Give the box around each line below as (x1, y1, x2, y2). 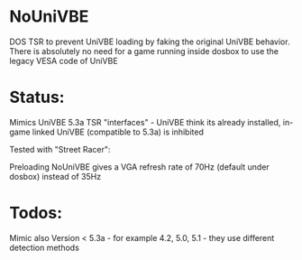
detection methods (9, 242, 79, 253)
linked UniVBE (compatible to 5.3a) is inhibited (32, 126, 205, 137)
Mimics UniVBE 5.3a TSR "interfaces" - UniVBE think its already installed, (9, 116, 281, 127)
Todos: (9, 203, 63, 223)
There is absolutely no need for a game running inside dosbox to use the (9, 45, 279, 56)
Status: (9, 88, 65, 107)
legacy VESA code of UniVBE (9, 55, 119, 66)
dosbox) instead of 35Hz (9, 171, 102, 181)
